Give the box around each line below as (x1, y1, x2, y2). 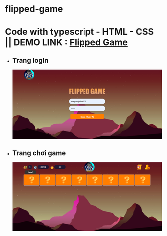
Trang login (12, 56, 49, 65)
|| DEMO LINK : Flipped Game (5, 37, 128, 48)
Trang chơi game (12, 149, 66, 157)
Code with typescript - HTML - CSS (5, 26, 154, 38)
